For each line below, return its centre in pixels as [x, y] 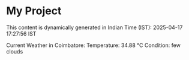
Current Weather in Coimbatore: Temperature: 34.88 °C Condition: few [94, 45]
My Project [34, 11]
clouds [15, 51]
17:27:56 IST [21, 33]
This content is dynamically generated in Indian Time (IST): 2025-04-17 [94, 27]
